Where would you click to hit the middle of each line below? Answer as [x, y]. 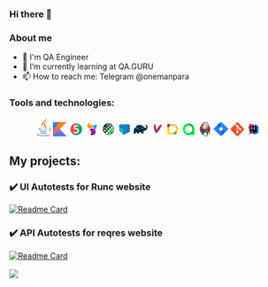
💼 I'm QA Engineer [55, 58]
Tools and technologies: [62, 103]
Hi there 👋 [31, 14]
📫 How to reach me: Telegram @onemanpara [106, 77]
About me [31, 37]
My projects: [45, 161]
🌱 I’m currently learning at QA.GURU [88, 66]
